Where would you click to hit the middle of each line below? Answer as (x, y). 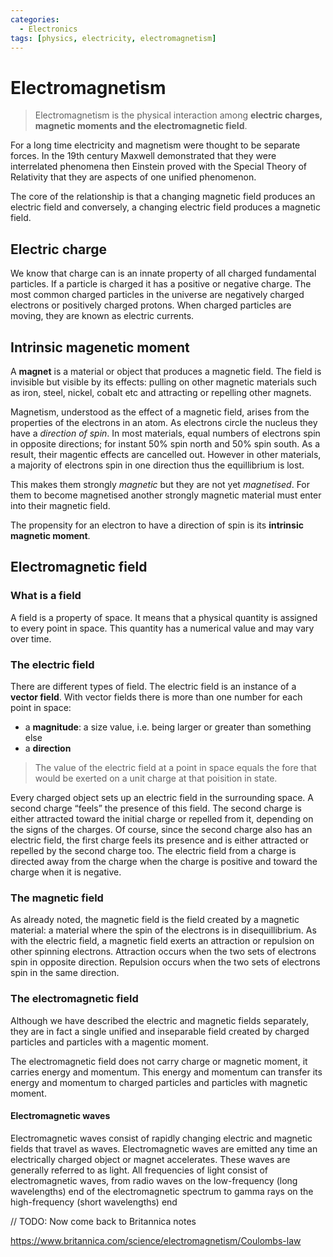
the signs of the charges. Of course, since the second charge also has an (161, 829)
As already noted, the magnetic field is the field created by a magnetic (155, 920)
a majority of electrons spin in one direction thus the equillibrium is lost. (157, 465)
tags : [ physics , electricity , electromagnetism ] (113, 38)
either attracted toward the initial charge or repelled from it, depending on (162, 818)
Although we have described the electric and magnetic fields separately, (159, 1020)
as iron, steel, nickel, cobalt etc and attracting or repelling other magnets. (161, 392)
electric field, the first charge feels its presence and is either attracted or (160, 840)
